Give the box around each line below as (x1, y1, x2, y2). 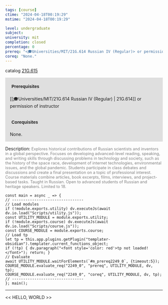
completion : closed (5, 40, 46, 45)
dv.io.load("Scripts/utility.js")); (5, 210, 81, 216)
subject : (5, 31, 23, 36)
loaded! (132, 245, 149, 251)
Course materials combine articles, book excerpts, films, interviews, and (5, 174, 141, 180)
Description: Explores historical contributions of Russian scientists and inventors (5, 145, 159, 151)
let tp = (5, 237, 23, 242)
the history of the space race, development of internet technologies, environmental (5, 160, 161, 166)
